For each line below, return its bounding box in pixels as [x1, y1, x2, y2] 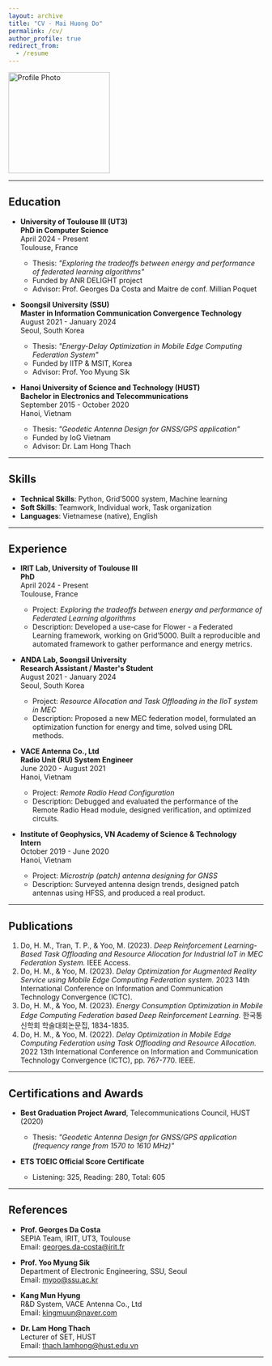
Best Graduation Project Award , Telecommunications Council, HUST [19, 1108, 251, 1118]
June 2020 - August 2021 [19, 764, 106, 774]
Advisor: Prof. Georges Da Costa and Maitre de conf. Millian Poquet [32, 284, 257, 294]
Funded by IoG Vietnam [32, 432, 112, 442]
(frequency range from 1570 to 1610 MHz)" [32, 1141, 175, 1151]
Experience [8, 542, 67, 556]
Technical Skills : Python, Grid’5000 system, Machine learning [19, 494, 228, 503]
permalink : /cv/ [8, 27, 63, 35]
